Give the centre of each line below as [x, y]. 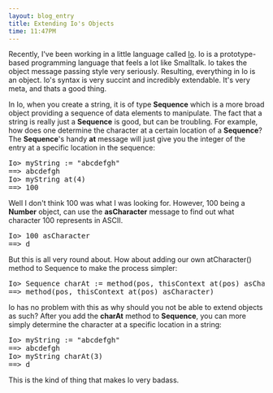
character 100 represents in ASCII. [66, 221]
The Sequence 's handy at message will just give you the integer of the [127, 139]
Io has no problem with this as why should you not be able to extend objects [136, 308]
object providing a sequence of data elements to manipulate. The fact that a [135, 113]
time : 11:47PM [32, 31]
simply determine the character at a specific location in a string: [115, 325]
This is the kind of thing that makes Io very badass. [94, 380]
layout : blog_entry [41, 16]
